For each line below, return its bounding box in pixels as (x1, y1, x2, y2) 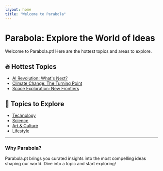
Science (12, 118, 29, 124)
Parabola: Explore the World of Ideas (5, 32, 155, 44)
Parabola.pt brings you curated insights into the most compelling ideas (5, 155, 147, 161)
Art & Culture (12, 123, 38, 129)
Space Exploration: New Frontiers (12, 86, 79, 92)
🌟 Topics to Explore (5, 100, 65, 108)
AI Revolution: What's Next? (12, 76, 68, 81)
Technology (12, 112, 36, 119)
